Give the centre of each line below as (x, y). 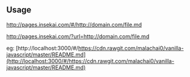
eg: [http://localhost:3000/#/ (42, 48)
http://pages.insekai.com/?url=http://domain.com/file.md (78, 36)
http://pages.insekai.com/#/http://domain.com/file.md (74, 24)
